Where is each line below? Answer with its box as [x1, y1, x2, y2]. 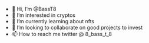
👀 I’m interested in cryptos [11, 12, 75, 19]
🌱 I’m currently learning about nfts [11, 18, 95, 24]
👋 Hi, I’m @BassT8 [11, 6, 57, 12]
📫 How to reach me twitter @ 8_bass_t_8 [11, 31, 112, 37]
